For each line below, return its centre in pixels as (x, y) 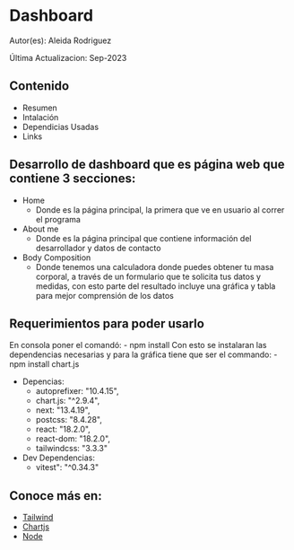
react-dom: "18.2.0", (73, 439)
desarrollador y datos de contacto (98, 248)
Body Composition (56, 258)
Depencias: (43, 381)
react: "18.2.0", (63, 429)
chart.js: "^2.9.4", (68, 401)
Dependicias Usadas (61, 127)
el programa (58, 219)
